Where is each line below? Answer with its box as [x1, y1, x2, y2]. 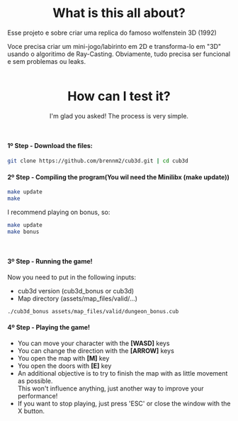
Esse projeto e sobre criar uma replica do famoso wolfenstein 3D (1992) [7, 28, 217, 37]
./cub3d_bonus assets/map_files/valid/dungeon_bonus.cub [7, 308, 179, 315]
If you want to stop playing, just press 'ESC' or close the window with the [17, 399, 231, 408]
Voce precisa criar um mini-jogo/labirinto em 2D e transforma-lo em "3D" [7, 42, 222, 50]
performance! [17, 391, 58, 400]
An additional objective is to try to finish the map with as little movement [17, 369, 228, 377]
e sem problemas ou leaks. [7, 57, 86, 65]
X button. [17, 406, 45, 415]
